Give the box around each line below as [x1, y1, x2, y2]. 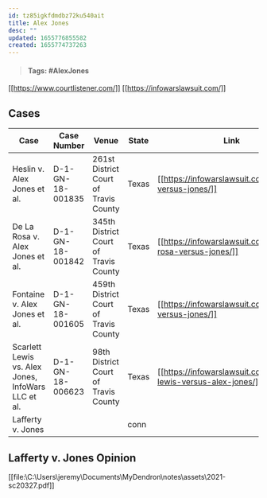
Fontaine [12, 289, 45, 300]
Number [52, 140, 85, 151]
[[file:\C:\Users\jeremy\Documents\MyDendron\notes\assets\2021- [8, 472, 226, 481]
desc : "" [8, 26, 37, 34]
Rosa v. [12, 231, 40, 243]
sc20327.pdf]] [8, 480, 55, 490]
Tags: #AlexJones [27, 65, 90, 76]
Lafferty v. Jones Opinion [8, 451, 137, 465]
